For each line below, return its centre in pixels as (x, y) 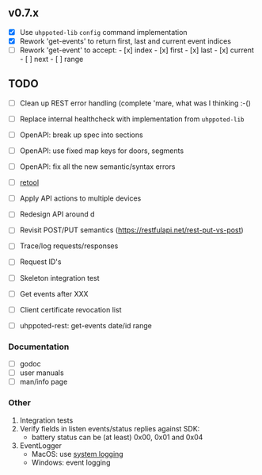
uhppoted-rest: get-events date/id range (85, 325)
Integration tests (46, 420)
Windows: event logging (71, 462)
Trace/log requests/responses (69, 246)
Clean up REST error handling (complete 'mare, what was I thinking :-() (135, 103)
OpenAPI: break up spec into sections (82, 135)
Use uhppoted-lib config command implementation (103, 32)
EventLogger (40, 445)
